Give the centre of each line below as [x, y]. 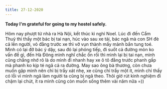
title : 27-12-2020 [24, 10]
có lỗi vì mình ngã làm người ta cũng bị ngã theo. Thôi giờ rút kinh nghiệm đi [83, 76]
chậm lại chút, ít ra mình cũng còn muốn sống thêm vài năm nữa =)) [75, 81]
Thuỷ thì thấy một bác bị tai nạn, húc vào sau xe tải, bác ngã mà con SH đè [82, 39]
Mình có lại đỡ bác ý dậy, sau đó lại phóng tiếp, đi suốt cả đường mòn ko [80, 49]
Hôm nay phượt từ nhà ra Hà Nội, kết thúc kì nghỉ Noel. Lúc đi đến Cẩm [78, 33]
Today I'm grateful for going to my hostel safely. [56, 24]
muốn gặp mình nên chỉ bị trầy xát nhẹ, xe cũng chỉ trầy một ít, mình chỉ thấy [84, 71]
